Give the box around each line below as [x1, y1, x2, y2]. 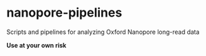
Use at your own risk [6, 41, 67, 49]
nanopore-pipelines [6, 5, 123, 21]
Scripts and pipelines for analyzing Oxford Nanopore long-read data [6, 28, 200, 36]
